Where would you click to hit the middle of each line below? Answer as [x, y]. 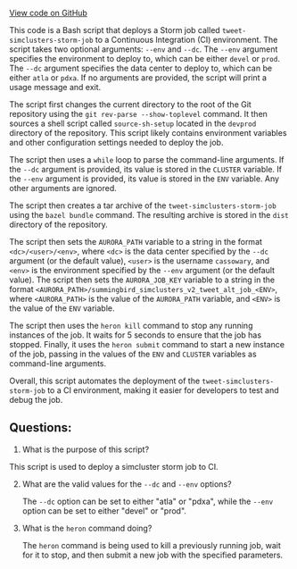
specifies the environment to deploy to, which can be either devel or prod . [145, 59]
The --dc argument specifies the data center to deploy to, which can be [141, 68]
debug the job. [36, 400]
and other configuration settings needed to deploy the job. [116, 142]
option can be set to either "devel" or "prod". [104, 510]
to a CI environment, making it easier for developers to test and [163, 390]
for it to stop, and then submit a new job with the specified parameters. [153, 555]
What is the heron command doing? [87, 528]
